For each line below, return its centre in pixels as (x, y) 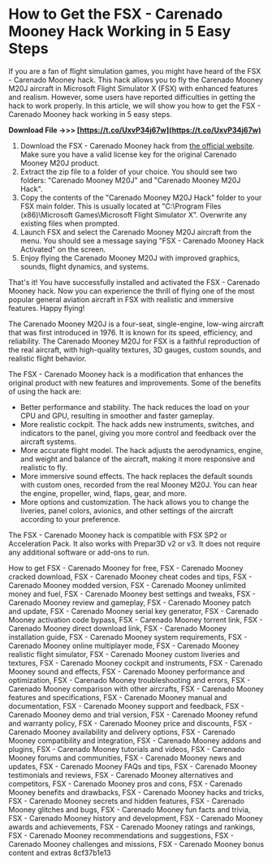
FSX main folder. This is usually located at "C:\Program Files (121, 206)
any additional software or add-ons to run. (79, 552)
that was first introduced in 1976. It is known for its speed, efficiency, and (131, 332)
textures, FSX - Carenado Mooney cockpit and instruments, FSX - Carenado (136, 663)
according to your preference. (70, 519)
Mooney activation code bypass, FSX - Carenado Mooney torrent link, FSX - (136, 620)
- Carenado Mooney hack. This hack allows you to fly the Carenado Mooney (136, 80)
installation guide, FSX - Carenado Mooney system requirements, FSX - (128, 637)
